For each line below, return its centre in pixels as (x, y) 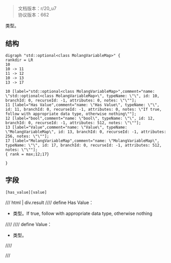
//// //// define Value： (29, 224)
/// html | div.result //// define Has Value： (50, 203)
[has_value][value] (26, 192)
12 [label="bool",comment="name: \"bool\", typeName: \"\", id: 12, (80, 118)
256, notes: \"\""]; (27, 136)
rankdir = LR (19, 60)
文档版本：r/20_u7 (37, 8)
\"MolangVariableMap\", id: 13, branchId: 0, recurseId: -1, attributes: (86, 132)
